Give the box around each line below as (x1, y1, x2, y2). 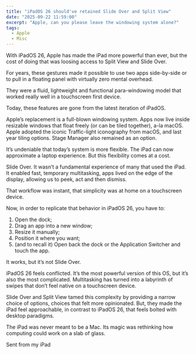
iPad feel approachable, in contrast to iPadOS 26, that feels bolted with (6, 306, 177, 313)
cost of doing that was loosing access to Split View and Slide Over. (6, 58, 167, 65)
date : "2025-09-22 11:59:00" (6, 14, 77, 20)
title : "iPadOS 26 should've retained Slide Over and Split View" (6, 8, 171, 15)
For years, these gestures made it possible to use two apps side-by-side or (6, 70, 187, 76)
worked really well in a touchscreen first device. (6, 93, 122, 100)
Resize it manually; (14, 229, 60, 235)
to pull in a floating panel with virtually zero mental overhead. (6, 75, 153, 83)
